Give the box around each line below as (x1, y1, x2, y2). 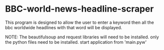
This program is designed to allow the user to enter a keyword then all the (5, 19, 154, 25)
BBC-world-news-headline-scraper (5, 3, 154, 15)
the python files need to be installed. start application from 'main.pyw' (5, 39, 147, 45)
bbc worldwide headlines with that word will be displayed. (5, 24, 122, 30)
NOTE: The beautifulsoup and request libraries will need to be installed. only (5, 34, 159, 40)
